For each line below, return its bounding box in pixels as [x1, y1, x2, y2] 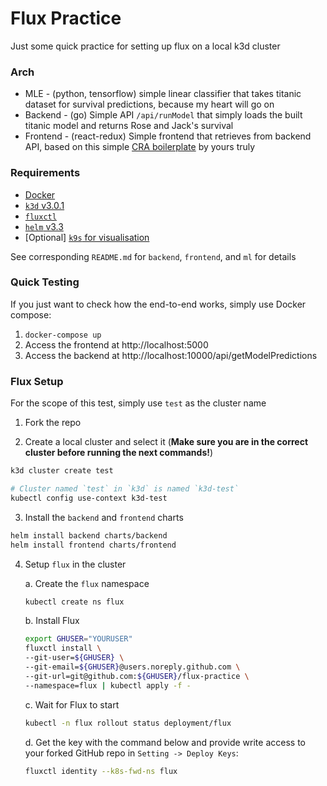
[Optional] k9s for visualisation [24, 231, 150, 243]
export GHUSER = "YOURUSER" [24, 634, 133, 644]
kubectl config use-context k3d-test [10, 493, 168, 503]
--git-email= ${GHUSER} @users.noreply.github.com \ [24, 662, 241, 672]
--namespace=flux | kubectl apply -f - [24, 680, 192, 691]
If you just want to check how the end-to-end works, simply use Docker [10, 298, 307, 310]
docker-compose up [24, 330, 102, 340]
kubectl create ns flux [24, 597, 125, 607]
